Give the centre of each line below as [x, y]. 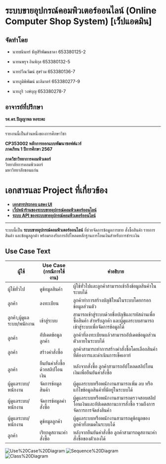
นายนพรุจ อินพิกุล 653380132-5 [41, 62]
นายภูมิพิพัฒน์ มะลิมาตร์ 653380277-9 [46, 81]
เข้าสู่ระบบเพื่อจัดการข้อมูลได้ [99, 327]
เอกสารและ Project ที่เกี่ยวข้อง [56, 190]
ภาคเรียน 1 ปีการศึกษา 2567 [29, 149]
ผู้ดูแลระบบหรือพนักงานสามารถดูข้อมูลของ [112, 418]
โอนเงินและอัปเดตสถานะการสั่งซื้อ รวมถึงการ [114, 404]
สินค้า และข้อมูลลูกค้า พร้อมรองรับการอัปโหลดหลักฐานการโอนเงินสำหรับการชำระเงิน [72, 235]
